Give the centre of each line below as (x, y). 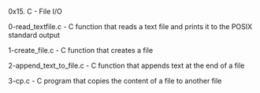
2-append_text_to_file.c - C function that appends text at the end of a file (126, 65)
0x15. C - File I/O (35, 11)
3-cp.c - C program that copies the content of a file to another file (115, 81)
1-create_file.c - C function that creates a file (81, 50)
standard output (34, 35)
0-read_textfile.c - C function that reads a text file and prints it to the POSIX (130, 26)
